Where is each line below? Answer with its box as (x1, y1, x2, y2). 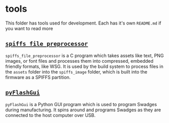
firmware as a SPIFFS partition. (5, 74, 71, 80)
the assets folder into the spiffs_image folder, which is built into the (5, 68, 147, 75)
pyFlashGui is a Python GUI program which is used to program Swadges (5, 101, 157, 107)
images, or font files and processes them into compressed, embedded (5, 58, 154, 64)
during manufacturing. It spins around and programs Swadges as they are (5, 107, 161, 113)
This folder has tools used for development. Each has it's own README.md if (5, 20, 161, 26)
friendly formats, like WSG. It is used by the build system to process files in (5, 63, 164, 69)
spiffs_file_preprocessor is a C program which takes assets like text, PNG (5, 52, 164, 59)
